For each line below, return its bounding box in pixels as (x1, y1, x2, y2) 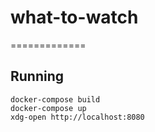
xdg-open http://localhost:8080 (10, 112, 145, 122)
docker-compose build (10, 94, 101, 105)
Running (10, 68, 65, 85)
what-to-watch (10, 6, 139, 29)
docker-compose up (10, 103, 87, 113)
